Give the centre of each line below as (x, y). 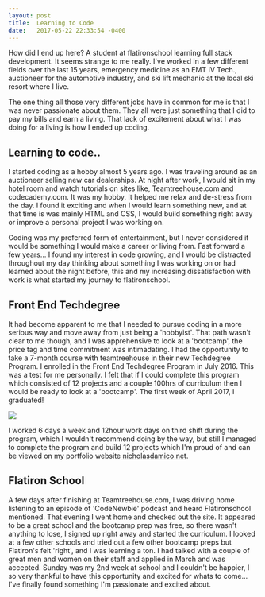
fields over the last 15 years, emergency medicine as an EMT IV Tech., (123, 70)
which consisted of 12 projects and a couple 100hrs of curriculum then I (125, 383)
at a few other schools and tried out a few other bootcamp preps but (120, 542)
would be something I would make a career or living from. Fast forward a (127, 246)
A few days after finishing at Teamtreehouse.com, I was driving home (122, 500)
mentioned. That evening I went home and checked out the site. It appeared (132, 517)
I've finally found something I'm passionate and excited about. (110, 584)
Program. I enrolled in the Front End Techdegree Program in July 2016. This (131, 366)
